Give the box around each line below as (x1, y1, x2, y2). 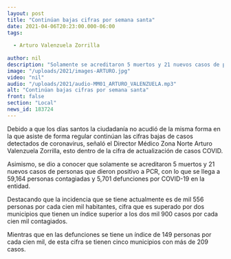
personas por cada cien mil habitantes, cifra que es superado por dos (7, 202, 205, 210)
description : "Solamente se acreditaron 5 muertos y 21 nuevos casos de (7, 61, 220, 68)
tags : (7, 29, 23, 36)
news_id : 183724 (7, 106, 54, 113)
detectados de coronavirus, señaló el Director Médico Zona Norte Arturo (7, 139, 213, 148)
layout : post (7, 10, 45, 17)
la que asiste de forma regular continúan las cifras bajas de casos (7, 132, 194, 140)
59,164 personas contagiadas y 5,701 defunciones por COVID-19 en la (7, 174, 205, 183)
